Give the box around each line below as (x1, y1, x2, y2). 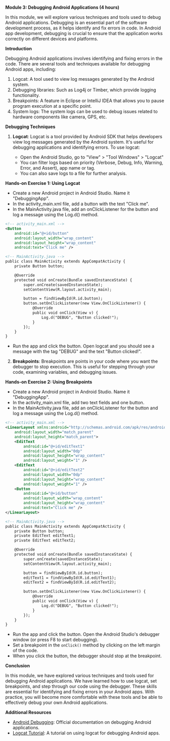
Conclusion (5, 663, 30, 669)
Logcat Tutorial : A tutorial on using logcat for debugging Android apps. (12, 730, 160, 736)
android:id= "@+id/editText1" (23, 444, 85, 449)
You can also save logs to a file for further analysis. (20, 170, 127, 176)
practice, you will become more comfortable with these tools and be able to (5, 694, 163, 700)
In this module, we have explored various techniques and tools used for (5, 672, 154, 679)
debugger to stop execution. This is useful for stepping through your (12, 364, 155, 370)
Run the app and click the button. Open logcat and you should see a (12, 343, 154, 349)
